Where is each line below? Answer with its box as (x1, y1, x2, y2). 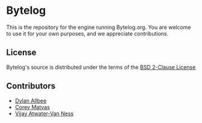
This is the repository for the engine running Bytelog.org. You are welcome (6, 24, 191, 31)
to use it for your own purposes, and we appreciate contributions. (6, 30, 169, 37)
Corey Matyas (14, 103, 50, 110)
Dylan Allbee (14, 97, 47, 104)
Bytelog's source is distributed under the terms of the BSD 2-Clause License (6, 63, 196, 71)
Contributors (6, 81, 56, 91)
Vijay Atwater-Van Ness (14, 110, 74, 117)
